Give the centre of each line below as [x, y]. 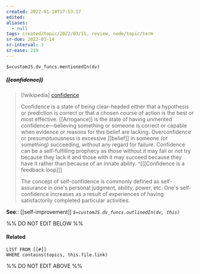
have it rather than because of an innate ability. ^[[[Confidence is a [103, 163]
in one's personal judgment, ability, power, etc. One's [113, 188]
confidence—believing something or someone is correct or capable [104, 125]
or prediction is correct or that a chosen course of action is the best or [107, 113]
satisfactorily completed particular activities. [75, 200]
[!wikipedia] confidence [50, 95]
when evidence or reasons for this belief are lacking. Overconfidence [106, 132]
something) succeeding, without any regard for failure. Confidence [103, 144]
